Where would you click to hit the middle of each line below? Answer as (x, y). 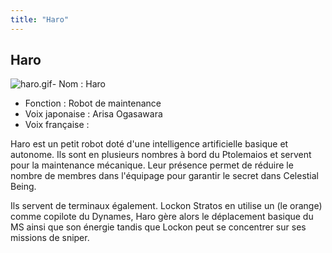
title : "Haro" (40, 19)
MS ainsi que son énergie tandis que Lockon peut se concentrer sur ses (158, 227)
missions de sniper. (50, 238)
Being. (23, 187)
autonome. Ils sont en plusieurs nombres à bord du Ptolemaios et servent (161, 155)
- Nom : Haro (78, 84)
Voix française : (57, 125)
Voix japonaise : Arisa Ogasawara (93, 114)
